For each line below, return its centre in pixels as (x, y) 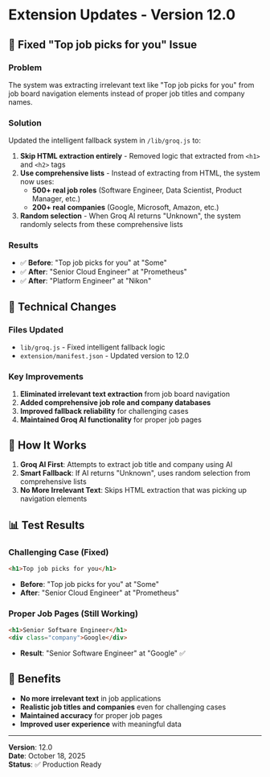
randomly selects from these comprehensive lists (101, 225)
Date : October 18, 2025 (47, 755)
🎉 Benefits (35, 679)
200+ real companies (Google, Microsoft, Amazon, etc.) (125, 208)
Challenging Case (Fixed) (59, 552)
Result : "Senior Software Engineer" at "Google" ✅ (103, 653)
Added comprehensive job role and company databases (115, 403)
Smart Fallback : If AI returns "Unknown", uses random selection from (135, 473)
